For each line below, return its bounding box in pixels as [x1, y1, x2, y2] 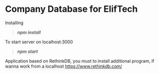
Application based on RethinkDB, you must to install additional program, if [5, 58, 155, 64]
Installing [5, 20, 24, 26]
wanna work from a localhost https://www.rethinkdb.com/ [5, 63, 122, 69]
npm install [17, 29, 41, 35]
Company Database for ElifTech [5, 3, 138, 15]
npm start [17, 48, 38, 54]
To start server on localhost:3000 [5, 38, 73, 45]
